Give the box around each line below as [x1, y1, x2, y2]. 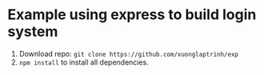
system [7, 22, 58, 41]
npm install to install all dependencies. [18, 57, 149, 67]
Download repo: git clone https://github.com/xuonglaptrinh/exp [18, 49, 239, 58]
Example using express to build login [7, 6, 257, 24]
